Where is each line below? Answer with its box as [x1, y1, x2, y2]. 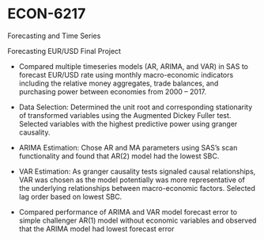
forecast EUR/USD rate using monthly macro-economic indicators [18, 70, 234, 79]
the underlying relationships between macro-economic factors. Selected [18, 183, 256, 192]
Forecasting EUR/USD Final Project [7, 46, 122, 55]
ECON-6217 [7, 5, 86, 23]
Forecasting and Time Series [7, 31, 101, 40]
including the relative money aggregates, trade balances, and [18, 78, 219, 88]
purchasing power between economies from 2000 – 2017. [18, 86, 207, 96]
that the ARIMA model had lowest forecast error [18, 223, 175, 234]
